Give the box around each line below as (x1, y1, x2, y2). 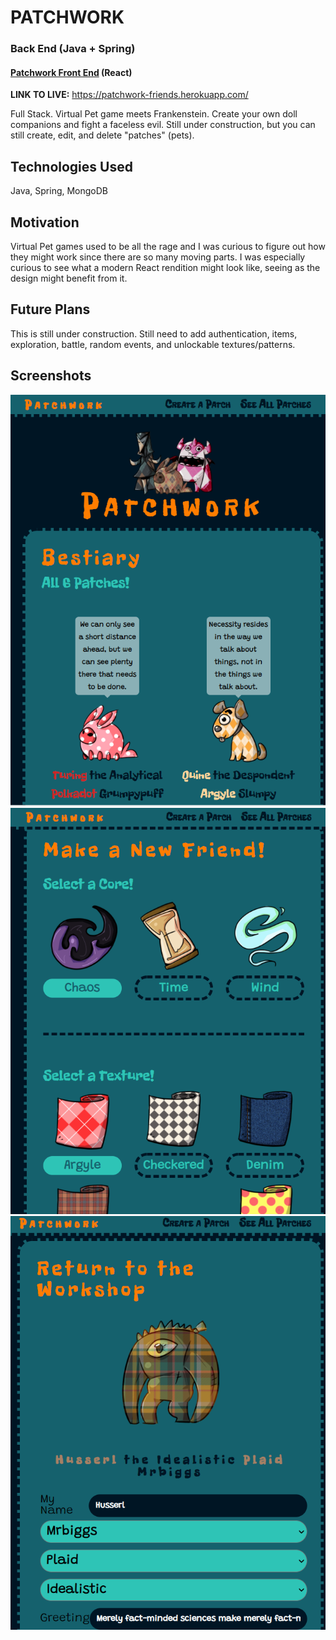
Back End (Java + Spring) (10, 42, 136, 56)
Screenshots (10, 367, 92, 385)
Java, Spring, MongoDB (10, 185, 109, 197)
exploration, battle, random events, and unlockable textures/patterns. (10, 338, 296, 350)
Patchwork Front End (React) (10, 66, 133, 78)
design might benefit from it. (10, 272, 128, 284)
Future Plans (10, 301, 91, 318)
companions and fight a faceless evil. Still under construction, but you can (10, 119, 316, 131)
